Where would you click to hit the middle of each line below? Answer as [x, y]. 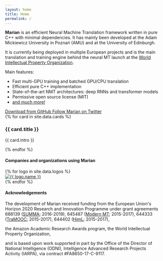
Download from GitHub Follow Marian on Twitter [53, 112]
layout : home [18, 9]
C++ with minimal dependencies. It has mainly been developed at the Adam [81, 37]
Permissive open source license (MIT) [50, 97]
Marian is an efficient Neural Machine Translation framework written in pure [81, 33]
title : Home [17, 14]
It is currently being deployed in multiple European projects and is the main [80, 52]
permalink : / [18, 19]
